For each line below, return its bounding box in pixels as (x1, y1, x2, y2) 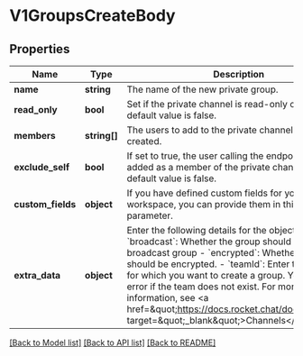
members (14, 130, 56, 141)
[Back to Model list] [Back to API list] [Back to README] (9, 337, 216, 348)
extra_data (14, 269, 61, 281)
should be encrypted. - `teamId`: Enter (126, 258, 290, 270)
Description (213, 68, 264, 80)
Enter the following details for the (126, 224, 268, 236)
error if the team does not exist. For (126, 280, 277, 293)
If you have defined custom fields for (126, 187, 282, 199)
